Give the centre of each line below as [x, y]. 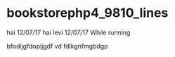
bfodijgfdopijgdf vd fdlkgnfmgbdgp [57, 46]
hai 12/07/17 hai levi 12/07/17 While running [69, 32]
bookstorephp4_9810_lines [87, 13]
